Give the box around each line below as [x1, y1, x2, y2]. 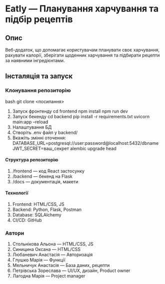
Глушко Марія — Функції [12, 257, 66, 263]
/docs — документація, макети [12, 178, 78, 184]
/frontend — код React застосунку [12, 168, 85, 174]
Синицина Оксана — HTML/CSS [12, 246, 81, 252]
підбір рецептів [5, 14, 73, 25]
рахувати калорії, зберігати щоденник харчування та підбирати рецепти [5, 52, 160, 58]
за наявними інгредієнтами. [5, 58, 65, 63]
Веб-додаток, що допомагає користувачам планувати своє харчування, [5, 47, 160, 53]
